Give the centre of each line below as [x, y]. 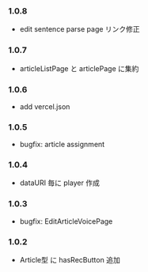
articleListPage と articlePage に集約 [79, 68]
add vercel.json [45, 106]
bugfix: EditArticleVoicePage [66, 221]
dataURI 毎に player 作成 [60, 183]
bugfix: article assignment [62, 145]
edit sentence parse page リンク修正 [80, 29]
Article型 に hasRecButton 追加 [70, 260]
